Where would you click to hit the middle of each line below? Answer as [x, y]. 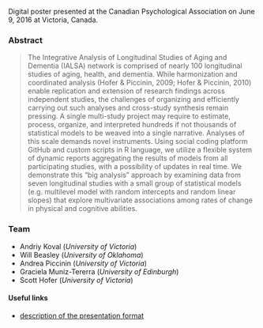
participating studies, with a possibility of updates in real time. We [135, 167]
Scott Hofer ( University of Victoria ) [76, 280]
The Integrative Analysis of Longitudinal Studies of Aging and [127, 58]
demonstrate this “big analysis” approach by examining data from [134, 175]
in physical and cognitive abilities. [83, 209]
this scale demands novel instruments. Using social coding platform [137, 141]
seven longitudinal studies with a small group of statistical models [134, 183]
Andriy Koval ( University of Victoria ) [78, 246]
